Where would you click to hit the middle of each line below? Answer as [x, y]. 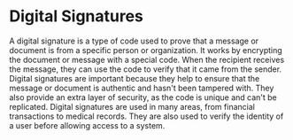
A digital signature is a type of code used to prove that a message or [134, 41]
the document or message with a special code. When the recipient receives [147, 59]
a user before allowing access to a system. [87, 125]
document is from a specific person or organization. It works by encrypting [146, 50]
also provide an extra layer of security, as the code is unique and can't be [143, 97]
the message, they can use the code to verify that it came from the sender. [145, 69]
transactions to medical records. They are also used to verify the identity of [146, 116]
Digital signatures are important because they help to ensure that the [135, 78]
